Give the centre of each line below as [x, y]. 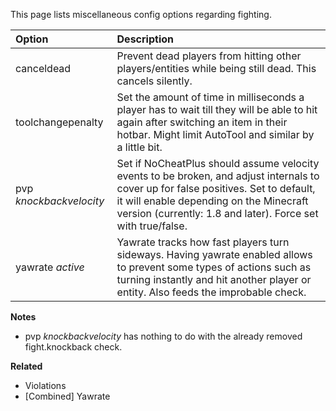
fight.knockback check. [73, 347]
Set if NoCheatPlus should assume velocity [218, 163]
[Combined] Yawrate [67, 396]
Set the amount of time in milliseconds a [210, 97]
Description [145, 39]
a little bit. [139, 147]
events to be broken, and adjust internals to [218, 176]
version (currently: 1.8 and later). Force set [217, 213]
